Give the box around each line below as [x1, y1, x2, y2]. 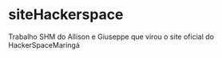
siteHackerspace [8, 6, 124, 24]
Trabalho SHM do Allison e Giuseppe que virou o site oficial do [8, 32, 214, 41]
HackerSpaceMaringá [8, 40, 80, 49]
